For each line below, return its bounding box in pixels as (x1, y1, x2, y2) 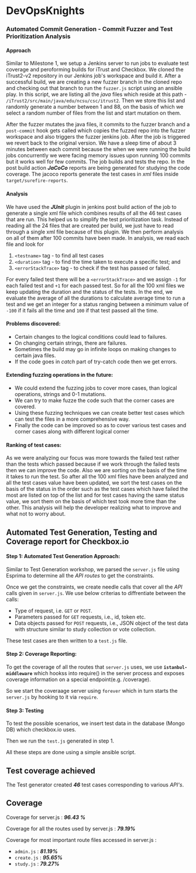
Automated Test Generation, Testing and (6, 527, 157, 537)
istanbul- (163, 664, 188, 671)
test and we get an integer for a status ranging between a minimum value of (6, 300, 189, 308)
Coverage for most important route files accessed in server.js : (6, 836, 157, 843)
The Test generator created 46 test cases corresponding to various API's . (6, 781, 184, 788)
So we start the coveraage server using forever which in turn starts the (6, 687, 178, 694)
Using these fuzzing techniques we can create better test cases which (14, 409, 185, 416)
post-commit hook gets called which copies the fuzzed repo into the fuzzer (6, 127, 186, 134)
